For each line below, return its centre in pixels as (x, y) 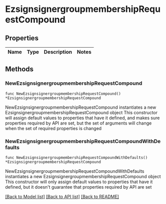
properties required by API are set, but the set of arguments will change (79, 123)
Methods (19, 69)
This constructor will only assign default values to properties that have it (79, 182)
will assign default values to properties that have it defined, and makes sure (83, 118)
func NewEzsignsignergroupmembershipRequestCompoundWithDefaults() (77, 157)
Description (58, 52)
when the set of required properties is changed (53, 128)
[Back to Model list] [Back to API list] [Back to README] (62, 197)
